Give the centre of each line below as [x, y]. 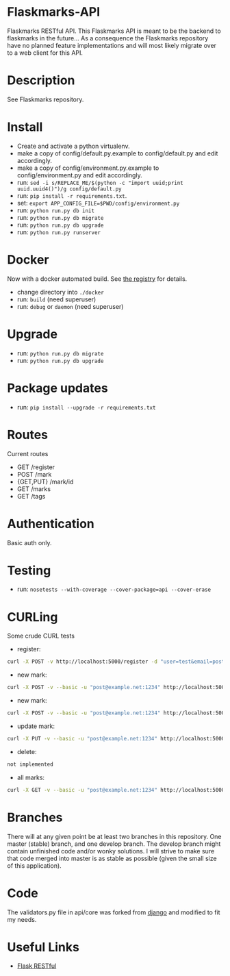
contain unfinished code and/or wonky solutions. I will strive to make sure [111, 851]
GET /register [36, 467]
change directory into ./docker [60, 292]
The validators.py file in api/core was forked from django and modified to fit [114, 912]
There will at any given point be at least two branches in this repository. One [114, 836]
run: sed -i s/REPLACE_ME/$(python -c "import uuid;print [100, 182]
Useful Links [43, 947]
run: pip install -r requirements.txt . [72, 195]
